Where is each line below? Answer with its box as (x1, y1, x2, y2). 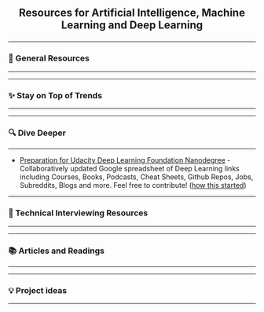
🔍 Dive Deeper (8, 127, 67, 138)
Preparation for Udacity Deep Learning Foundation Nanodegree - (19, 156, 231, 165)
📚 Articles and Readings (8, 245, 104, 256)
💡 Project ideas (8, 284, 68, 295)
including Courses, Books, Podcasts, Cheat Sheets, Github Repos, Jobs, (19, 172, 254, 182)
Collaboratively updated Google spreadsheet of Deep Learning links (19, 164, 240, 174)
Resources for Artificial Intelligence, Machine (18, 6, 246, 20)
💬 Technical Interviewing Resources (8, 207, 148, 218)
